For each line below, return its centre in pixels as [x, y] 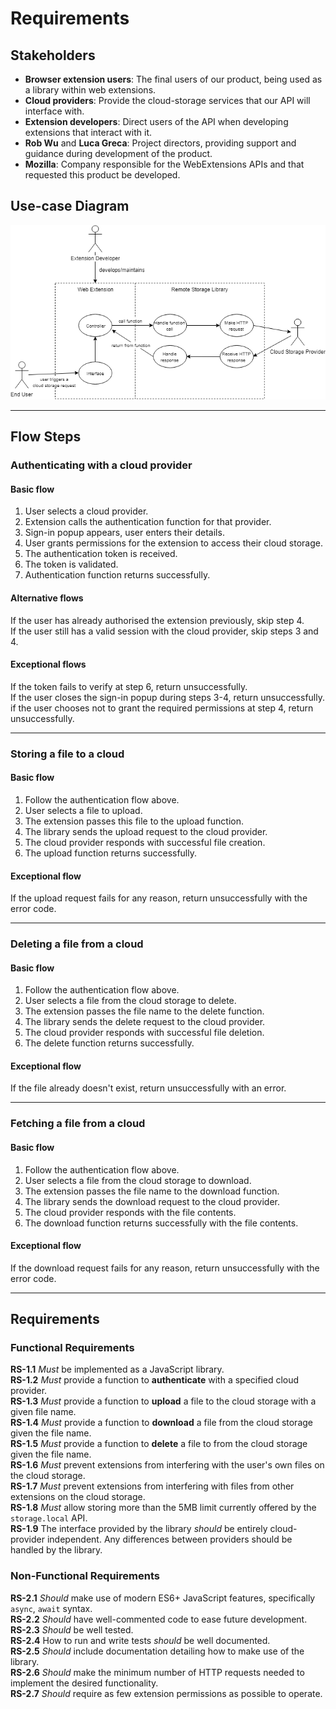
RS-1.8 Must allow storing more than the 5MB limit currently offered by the [163, 1508]
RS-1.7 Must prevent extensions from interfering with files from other [152, 1486]
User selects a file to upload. [83, 810]
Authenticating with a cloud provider [101, 465]
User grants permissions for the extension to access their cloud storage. [173, 543]
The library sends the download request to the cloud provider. [152, 1201]
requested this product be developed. [102, 175]
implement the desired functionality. [84, 1683]
